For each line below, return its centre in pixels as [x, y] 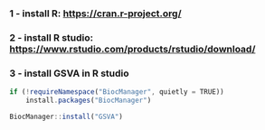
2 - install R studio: [51, 37]
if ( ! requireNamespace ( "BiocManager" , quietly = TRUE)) [117, 92]
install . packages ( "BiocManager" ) [89, 101]
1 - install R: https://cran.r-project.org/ [96, 14]
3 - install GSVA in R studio [69, 73]
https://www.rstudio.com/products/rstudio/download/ [132, 49]
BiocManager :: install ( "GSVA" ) [66, 116]
